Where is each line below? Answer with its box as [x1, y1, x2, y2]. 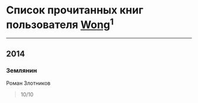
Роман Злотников [6, 80, 51, 87]
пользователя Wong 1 [6, 16, 114, 32]
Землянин [6, 66, 37, 74]
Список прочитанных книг [6, 4, 144, 17]
